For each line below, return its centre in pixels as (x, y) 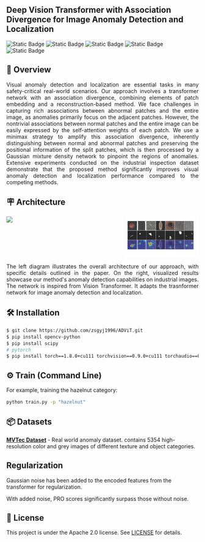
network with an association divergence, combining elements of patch (103, 97)
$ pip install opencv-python (43, 337)
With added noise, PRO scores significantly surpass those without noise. (98, 499)
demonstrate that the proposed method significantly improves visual (103, 169)
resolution (19, 446)
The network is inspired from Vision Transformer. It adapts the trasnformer (103, 286)
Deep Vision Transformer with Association (89, 10)
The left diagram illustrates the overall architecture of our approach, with (103, 266)
